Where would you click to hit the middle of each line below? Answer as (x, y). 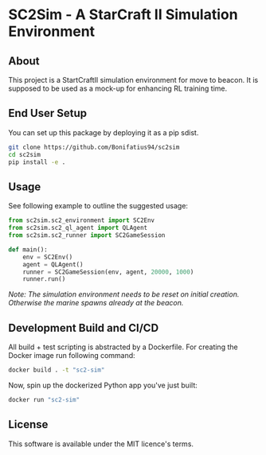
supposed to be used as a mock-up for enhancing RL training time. (118, 88)
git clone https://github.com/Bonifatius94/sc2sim (94, 147)
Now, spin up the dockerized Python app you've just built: (103, 385)
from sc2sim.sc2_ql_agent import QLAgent (78, 228)
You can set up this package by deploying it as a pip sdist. (104, 132)
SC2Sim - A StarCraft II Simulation (123, 15)
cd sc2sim (25, 154)
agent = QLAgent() (53, 264)
